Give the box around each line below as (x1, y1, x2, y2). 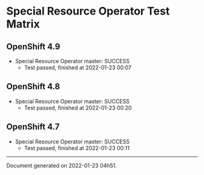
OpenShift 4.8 (6, 81, 61, 92)
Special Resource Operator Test (6, 4, 170, 18)
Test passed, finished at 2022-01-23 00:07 (24, 64, 132, 71)
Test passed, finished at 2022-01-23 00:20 (24, 104, 132, 111)
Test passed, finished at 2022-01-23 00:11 (24, 144, 130, 151)
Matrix (6, 17, 40, 31)
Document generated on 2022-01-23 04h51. (6, 162, 117, 169)
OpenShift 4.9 (6, 41, 61, 52)
